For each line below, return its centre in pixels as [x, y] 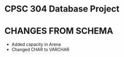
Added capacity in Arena [36, 44]
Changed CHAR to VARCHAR [40, 50]
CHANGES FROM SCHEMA [59, 31]
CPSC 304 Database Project [62, 9]
